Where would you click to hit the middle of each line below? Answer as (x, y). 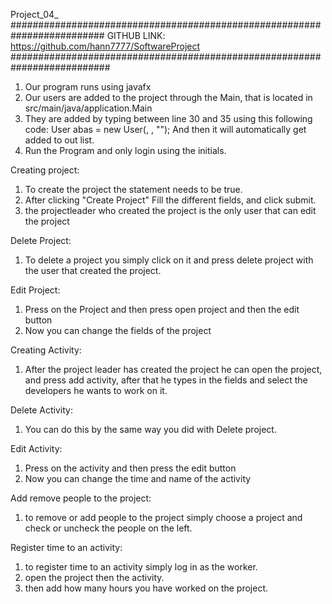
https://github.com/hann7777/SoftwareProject (105, 46)
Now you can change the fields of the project (118, 330)
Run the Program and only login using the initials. (125, 150)
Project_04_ (34, 14)
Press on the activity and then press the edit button (130, 468)
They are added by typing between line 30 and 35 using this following (168, 118)
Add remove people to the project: (81, 498)
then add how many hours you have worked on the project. (146, 588)
